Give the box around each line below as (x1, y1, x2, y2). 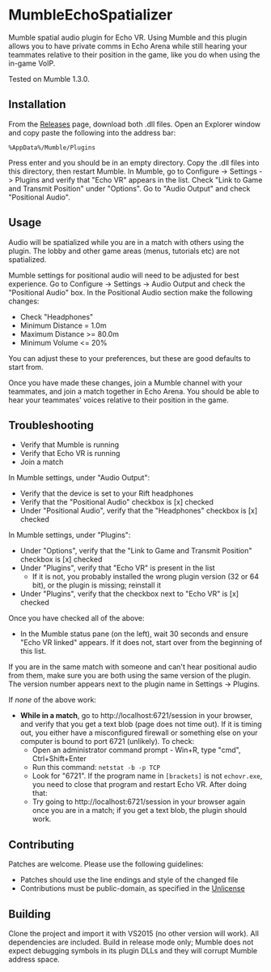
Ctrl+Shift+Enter (32, 754, 87, 763)
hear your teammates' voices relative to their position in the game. (8, 395, 229, 405)
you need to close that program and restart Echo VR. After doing (32, 780, 247, 789)
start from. (8, 362, 44, 372)
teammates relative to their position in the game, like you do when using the (8, 49, 260, 59)
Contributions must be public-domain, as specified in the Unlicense (19, 884, 245, 893)
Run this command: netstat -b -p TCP (32, 763, 160, 772)
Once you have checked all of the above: (8, 613, 145, 623)
